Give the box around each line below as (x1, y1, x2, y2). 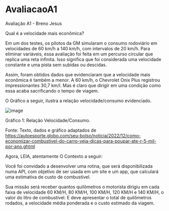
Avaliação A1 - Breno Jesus (5, 20, 62, 26)
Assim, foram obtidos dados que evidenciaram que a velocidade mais (5, 71, 150, 77)
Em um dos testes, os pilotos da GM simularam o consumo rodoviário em (5, 40, 158, 46)
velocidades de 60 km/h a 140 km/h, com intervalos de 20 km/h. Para (5, 45, 150, 51)
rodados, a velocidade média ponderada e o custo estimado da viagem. (5, 200, 155, 206)
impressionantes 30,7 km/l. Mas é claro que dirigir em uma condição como (5, 82, 161, 88)
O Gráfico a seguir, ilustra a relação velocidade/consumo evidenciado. (5, 98, 152, 104)
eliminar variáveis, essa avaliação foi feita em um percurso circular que (5, 51, 153, 57)
